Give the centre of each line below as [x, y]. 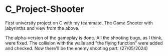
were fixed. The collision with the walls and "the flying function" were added [84, 43]
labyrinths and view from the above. [42, 28]
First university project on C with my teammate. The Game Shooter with [79, 23]
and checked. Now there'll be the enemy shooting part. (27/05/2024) [76, 48]
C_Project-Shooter [45, 9]
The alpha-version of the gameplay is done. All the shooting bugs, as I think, [84, 38]
